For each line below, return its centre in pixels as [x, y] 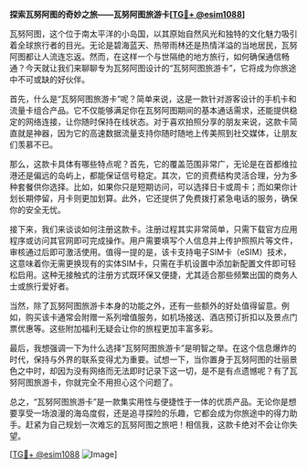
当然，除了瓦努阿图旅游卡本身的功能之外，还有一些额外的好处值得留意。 [145, 306]
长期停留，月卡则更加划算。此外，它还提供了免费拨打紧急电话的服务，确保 [157, 198]
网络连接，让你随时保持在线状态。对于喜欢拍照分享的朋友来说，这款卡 [157, 122]
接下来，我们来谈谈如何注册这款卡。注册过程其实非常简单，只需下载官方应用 [153, 229]
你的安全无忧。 [37, 210]
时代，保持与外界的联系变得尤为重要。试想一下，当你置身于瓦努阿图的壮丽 [149, 359]
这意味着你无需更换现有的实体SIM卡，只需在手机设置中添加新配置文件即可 [149, 263]
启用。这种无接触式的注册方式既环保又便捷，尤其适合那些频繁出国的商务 [153, 275]
